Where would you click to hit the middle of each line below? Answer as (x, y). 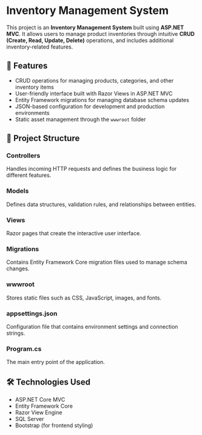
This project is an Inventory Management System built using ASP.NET (95, 27)
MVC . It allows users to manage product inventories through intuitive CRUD (101, 33)
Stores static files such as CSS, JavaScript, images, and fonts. (84, 298)
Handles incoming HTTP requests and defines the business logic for (92, 169)
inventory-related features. (40, 47)
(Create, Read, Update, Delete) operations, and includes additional (90, 40)
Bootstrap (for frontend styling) (54, 425)
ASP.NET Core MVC (40, 400)
